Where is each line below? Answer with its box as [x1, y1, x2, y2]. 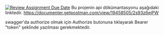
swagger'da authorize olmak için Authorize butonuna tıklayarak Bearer [5, 19, 148, 25]
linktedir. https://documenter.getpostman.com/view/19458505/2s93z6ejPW [5, 10, 159, 16]
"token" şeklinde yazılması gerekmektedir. [5, 24, 91, 30]
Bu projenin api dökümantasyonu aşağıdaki [71, 5, 159, 10]
